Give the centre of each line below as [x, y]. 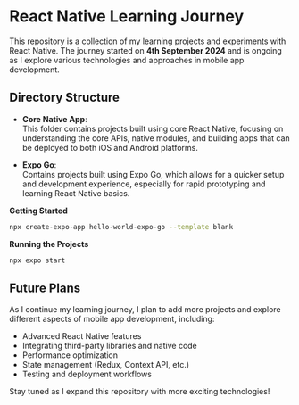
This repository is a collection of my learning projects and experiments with [148, 41]
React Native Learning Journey [127, 17]
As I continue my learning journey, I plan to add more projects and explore [145, 310]
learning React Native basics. [76, 193]
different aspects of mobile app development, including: [112, 319]
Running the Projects [49, 244]
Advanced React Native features [82, 336]
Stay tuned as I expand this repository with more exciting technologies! [140, 392]
